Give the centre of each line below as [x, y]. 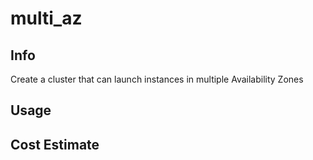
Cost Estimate [55, 144]
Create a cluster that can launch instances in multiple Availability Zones [157, 79]
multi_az [46, 18]
